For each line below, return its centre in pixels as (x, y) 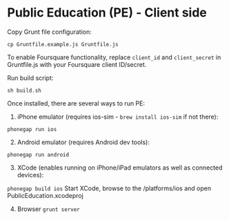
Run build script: (30, 78)
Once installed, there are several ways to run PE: (76, 103)
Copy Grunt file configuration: (49, 32)
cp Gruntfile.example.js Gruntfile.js (63, 44)
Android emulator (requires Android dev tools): (83, 142)
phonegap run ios (32, 129)
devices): (30, 174)
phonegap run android (38, 154)
